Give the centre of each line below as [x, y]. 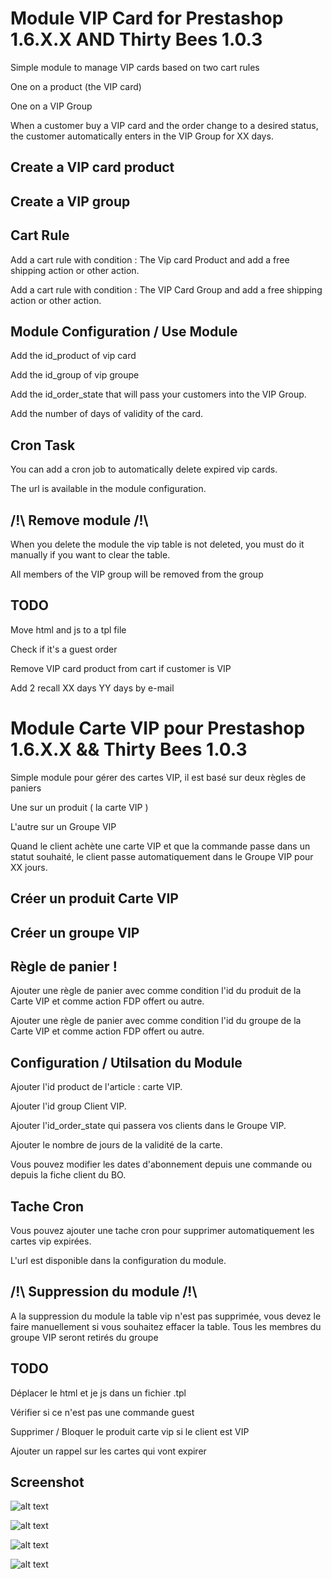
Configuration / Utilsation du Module [126, 1062]
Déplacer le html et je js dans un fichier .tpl [98, 1393]
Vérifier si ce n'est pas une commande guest [102, 1412]
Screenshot [47, 1482]
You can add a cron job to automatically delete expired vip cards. [144, 469]
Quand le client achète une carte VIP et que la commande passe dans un [160, 846]
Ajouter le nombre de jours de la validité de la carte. [116, 1145]
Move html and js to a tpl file [68, 629]
